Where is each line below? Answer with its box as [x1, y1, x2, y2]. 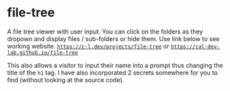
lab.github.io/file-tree [7, 49, 78, 56]
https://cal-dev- [170, 43, 220, 50]
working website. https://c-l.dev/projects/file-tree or [7, 42, 170, 50]
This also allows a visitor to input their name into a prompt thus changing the [7, 61, 223, 69]
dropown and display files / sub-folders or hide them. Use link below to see [7, 34, 220, 42]
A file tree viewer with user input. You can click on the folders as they [7, 27, 203, 36]
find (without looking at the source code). [7, 75, 125, 83]
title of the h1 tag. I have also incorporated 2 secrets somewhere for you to [7, 68, 218, 77]
